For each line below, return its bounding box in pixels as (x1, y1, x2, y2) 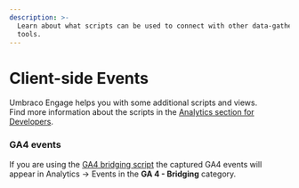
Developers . (9, 117, 53, 127)
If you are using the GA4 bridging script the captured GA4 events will (9, 159, 263, 169)
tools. (17, 29, 42, 38)
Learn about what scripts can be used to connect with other (17, 21, 249, 30)
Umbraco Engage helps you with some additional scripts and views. (9, 97, 258, 108)
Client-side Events (9, 68, 149, 88)
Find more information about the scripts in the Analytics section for (9, 107, 255, 118)
